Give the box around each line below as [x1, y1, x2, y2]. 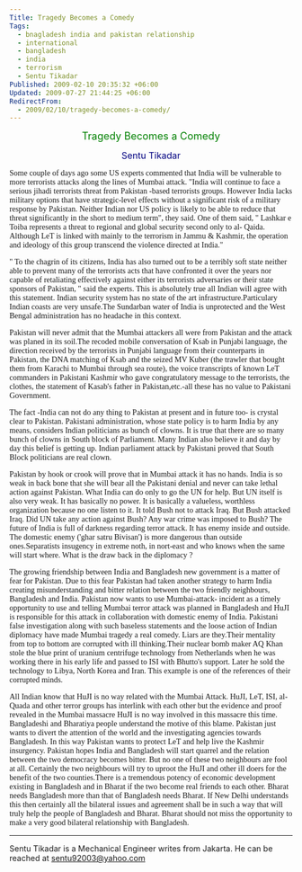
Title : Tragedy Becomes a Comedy [9, 13, 135, 22]
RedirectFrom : [9, 96, 63, 106]
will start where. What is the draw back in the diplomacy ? [9, 550, 193, 560]
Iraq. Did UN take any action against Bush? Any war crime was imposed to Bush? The [9, 514, 282, 524]
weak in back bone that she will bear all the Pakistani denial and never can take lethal [9, 478, 279, 488]
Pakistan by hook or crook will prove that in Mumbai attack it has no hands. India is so [9, 469, 283, 479]
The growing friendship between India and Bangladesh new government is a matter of [9, 567, 280, 577]
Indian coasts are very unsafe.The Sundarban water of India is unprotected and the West [9, 302, 286, 312]
